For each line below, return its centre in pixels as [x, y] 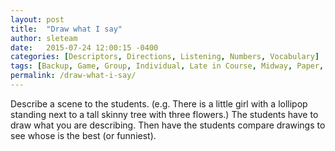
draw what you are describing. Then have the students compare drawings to [168, 125]
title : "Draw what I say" [66, 29]
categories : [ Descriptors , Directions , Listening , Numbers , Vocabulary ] [165, 57]
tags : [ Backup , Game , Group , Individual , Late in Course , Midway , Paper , [167, 66]
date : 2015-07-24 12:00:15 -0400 [84, 47]
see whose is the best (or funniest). [83, 135]
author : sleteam [44, 38]
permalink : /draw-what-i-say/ [73, 76]
